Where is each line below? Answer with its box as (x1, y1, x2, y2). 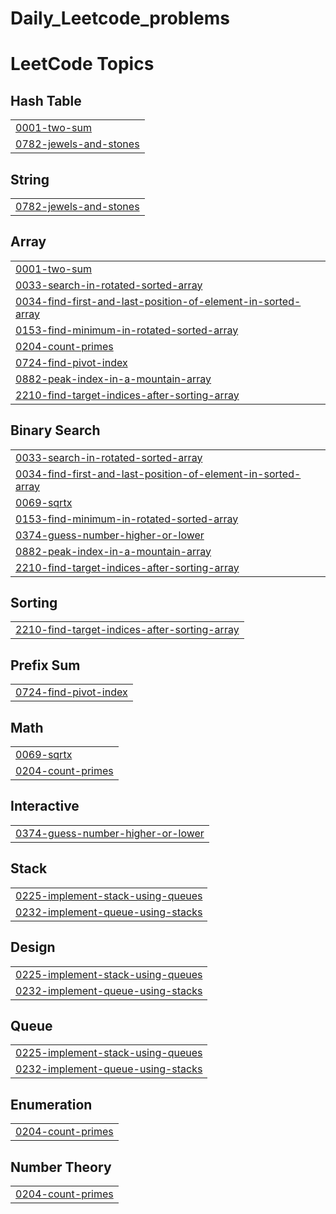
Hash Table (10, 92, 82, 109)
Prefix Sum (10, 657, 81, 674)
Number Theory (10, 1158, 112, 1176)
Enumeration (10, 1096, 93, 1113)
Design (10, 939, 56, 956)
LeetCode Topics (10, 53, 155, 76)
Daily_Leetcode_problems (10, 7, 230, 30)
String (10, 171, 50, 188)
